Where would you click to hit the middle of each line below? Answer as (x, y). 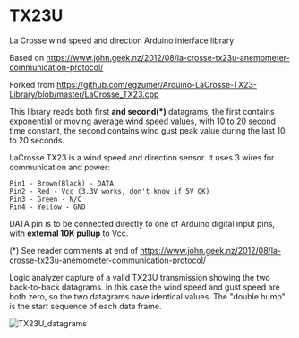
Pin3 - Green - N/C (46, 199)
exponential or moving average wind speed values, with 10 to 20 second (142, 121)
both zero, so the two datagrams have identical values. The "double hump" (148, 296)
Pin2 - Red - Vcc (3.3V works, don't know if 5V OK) (110, 191)
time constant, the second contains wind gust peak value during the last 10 (147, 130)
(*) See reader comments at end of (74, 250)
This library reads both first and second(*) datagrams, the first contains (142, 111)
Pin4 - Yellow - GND (48, 207)
